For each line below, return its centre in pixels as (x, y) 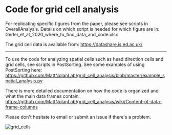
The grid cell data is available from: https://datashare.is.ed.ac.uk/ (74, 44)
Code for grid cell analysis (62, 9)
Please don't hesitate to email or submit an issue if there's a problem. (78, 117)
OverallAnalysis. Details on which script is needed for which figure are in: (82, 29)
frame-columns (22, 107)
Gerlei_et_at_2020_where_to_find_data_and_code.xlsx (62, 34)
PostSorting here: (24, 70)
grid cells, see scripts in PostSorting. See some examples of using (75, 64)
